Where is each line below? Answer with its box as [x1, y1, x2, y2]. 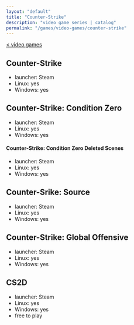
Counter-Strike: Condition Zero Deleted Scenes [6, 145, 124, 152]
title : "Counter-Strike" [6, 14, 67, 20]
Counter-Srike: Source [6, 187, 91, 197]
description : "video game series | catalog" [6, 19, 116, 25]
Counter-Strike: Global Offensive [6, 233, 129, 243]
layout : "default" [6, 8, 51, 15]
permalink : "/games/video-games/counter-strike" [6, 25, 127, 31]
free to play [14, 312, 43, 319]
